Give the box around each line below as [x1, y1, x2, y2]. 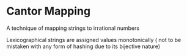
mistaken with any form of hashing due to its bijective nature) [6, 43, 161, 50]
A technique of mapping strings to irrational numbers [6, 24, 139, 32]
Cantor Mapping [6, 4, 90, 18]
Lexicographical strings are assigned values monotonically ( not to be [6, 36, 182, 43]
